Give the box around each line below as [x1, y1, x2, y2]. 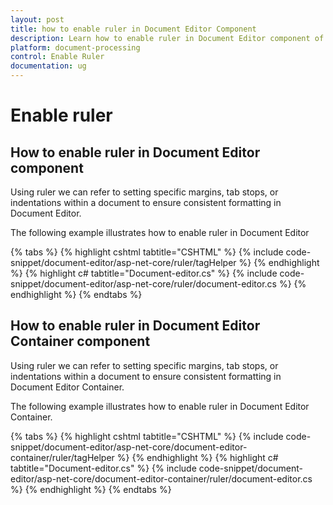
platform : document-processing [10, 42, 141, 53]
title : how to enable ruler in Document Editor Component [10, 24, 257, 34]
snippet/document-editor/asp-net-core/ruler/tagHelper [10, 257, 237, 268]
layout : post [10, 14, 65, 25]
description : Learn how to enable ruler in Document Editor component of [10, 33, 325, 43]
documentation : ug [10, 61, 87, 71]
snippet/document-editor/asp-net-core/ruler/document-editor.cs [10, 278, 277, 290]
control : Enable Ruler [10, 52, 105, 62]
